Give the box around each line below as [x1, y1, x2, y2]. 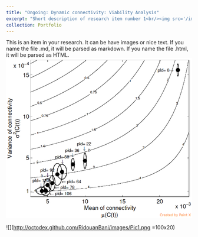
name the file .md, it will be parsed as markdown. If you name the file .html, [6, 45, 189, 53]
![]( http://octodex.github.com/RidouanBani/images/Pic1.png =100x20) [6, 224, 176, 231]
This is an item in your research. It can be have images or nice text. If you [6, 39, 184, 46]
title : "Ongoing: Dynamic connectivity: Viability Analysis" [6, 9, 160, 15]
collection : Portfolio [6, 22, 62, 28]
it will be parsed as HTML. [6, 51, 70, 59]
